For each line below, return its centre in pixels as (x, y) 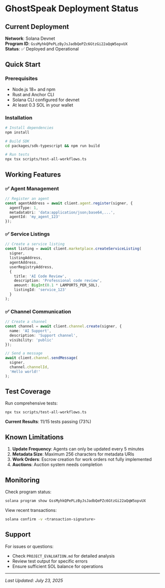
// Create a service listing (35, 244)
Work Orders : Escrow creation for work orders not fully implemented (82, 459)
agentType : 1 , (24, 208)
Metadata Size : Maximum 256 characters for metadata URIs (73, 454)
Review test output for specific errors (50, 561)
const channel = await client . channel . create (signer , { (63, 326)
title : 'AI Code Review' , (41, 276)
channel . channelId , (29, 367)
